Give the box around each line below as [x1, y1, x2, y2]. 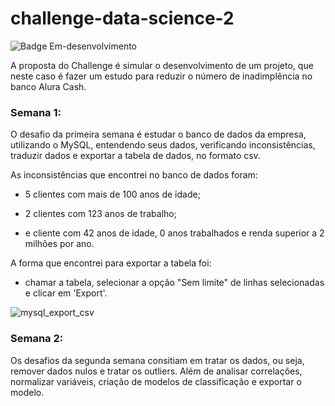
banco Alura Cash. [10, 80, 87, 92]
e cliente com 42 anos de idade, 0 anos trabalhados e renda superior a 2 [24, 227, 325, 239]
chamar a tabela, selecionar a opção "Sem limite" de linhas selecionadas [24, 277, 325, 289]
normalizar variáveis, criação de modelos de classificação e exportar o [10, 375, 302, 387]
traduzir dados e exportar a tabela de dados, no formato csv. [10, 150, 261, 162]
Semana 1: [10, 105, 62, 119]
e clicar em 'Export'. [24, 287, 108, 299]
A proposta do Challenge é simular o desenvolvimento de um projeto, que [10, 59, 314, 71]
